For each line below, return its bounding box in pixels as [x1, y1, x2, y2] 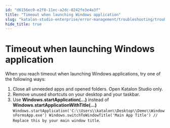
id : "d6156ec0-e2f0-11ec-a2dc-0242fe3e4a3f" [5, 7, 101, 13]
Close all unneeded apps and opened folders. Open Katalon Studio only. [12, 86, 163, 92]
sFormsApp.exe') [12, 113, 47, 118]
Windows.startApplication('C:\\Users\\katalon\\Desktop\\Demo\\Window [12, 108, 165, 114]
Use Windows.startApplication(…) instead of [12, 97, 109, 103]
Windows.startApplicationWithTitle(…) [12, 102, 97, 108]
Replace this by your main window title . [12, 117, 100, 123]
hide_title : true [5, 21, 42, 27]
